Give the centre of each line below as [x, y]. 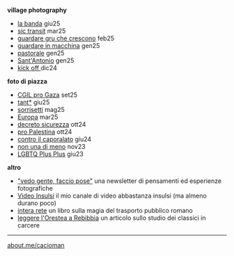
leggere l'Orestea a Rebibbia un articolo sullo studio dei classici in [112, 218]
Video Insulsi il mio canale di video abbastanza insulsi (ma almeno [112, 195]
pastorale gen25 [41, 53]
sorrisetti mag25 [41, 110]
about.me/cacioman [36, 245]
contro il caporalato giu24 [54, 139]
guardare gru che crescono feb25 [66, 38]
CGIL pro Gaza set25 [47, 95]
